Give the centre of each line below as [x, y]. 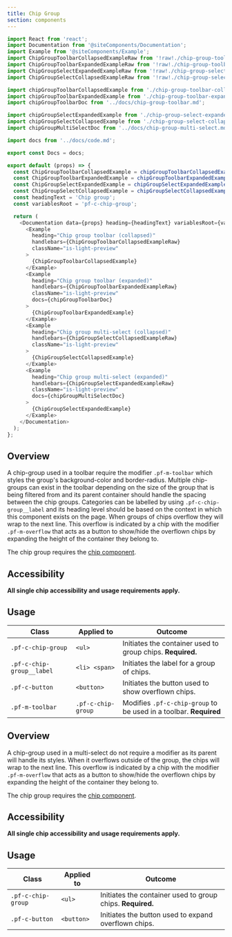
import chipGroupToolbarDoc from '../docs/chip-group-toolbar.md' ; [106, 103]
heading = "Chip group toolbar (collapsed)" [94, 235]
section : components [37, 20]
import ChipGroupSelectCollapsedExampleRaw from [78, 77]
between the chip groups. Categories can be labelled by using [96, 502]
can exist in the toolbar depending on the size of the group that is [122, 487]
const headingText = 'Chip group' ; [65, 197]
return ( [26, 216]
